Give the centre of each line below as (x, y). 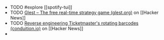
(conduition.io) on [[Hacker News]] (47, 28)
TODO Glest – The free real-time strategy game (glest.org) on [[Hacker (84, 12)
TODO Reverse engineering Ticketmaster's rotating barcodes (74, 23)
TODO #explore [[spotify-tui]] (41, 7)
